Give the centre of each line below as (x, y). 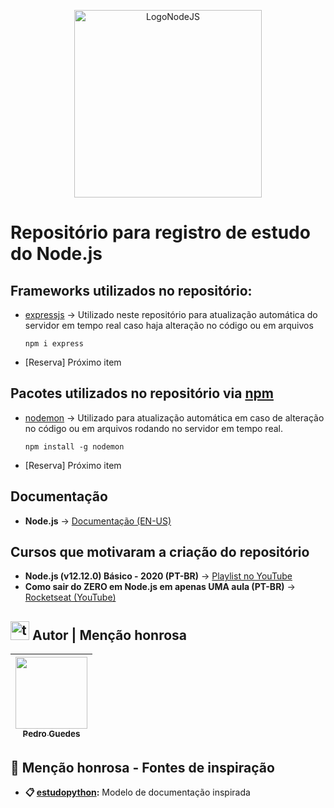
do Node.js (56, 254)
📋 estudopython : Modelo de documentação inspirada (137, 792)
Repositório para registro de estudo (160, 232)
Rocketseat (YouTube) (70, 597)
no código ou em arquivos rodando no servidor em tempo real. (153, 428)
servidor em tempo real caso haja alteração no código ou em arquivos (169, 325)
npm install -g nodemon (74, 446)
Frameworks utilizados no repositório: (131, 290)
